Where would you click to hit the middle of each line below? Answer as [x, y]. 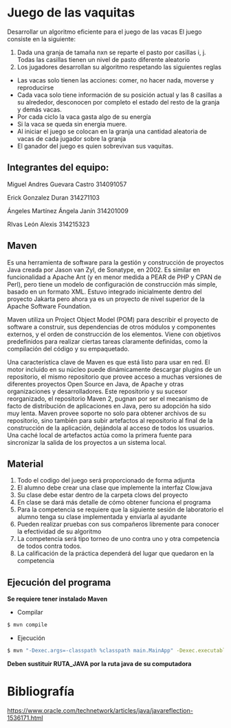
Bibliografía [41, 692]
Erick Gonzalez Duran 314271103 [53, 197]
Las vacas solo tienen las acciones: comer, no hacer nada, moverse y [115, 80]
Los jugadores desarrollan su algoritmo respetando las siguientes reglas [119, 67]
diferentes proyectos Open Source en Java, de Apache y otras [96, 384]
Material [25, 464]
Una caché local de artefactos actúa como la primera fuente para [100, 435]
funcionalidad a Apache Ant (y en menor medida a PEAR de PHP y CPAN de [114, 277]
